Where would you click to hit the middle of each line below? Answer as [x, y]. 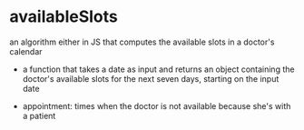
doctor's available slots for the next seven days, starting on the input [151, 78]
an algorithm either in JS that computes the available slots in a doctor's [142, 42]
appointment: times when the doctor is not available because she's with [157, 105]
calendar [26, 51]
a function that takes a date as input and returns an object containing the [158, 69]
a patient [39, 115]
